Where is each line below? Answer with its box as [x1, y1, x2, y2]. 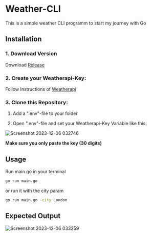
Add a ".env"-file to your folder [12, 110, 78, 116]
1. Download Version [5, 50, 57, 57]
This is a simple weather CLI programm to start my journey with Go [5, 20, 146, 26]
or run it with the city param [5, 187, 64, 194]
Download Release [5, 62, 45, 68]
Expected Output [5, 211, 61, 220]
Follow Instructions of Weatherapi [5, 86, 76, 92]
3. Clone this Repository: [5, 99, 68, 106]
